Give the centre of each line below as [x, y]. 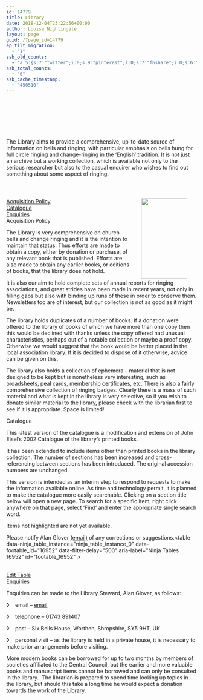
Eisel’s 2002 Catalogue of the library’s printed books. [72, 439]
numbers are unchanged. [38, 470]
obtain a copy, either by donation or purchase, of [67, 252]
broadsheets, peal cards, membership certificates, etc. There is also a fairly [100, 383]
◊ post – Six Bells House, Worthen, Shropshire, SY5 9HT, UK [83, 628]
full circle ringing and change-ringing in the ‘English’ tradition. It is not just [98, 154]
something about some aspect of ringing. [57, 174]
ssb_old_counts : [27, 57]
